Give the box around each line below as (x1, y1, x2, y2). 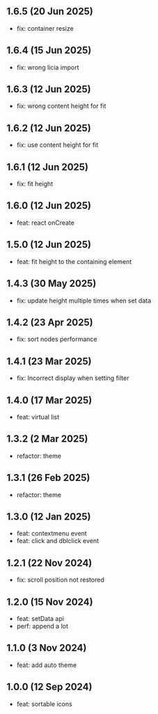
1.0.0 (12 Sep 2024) (6, 681, 93, 693)
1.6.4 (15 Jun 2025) (6, 45, 92, 57)
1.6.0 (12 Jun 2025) (6, 199, 92, 212)
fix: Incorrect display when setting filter (16, 374, 129, 382)
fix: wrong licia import (16, 63, 79, 71)
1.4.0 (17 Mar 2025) (6, 394, 93, 406)
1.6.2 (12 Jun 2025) (6, 122, 91, 134)
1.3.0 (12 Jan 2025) (6, 510, 91, 522)
